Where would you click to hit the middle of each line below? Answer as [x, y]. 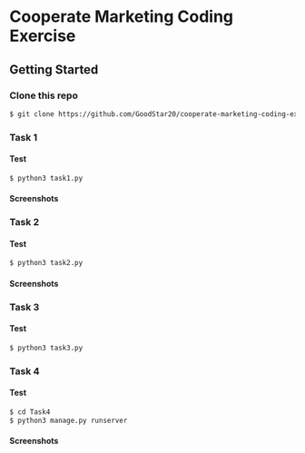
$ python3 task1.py [46, 178]
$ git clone [32, 114]
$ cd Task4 [30, 412]
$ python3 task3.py [46, 348]
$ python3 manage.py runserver [69, 420]
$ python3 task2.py [46, 263]
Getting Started [54, 69]
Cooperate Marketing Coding [122, 17]
